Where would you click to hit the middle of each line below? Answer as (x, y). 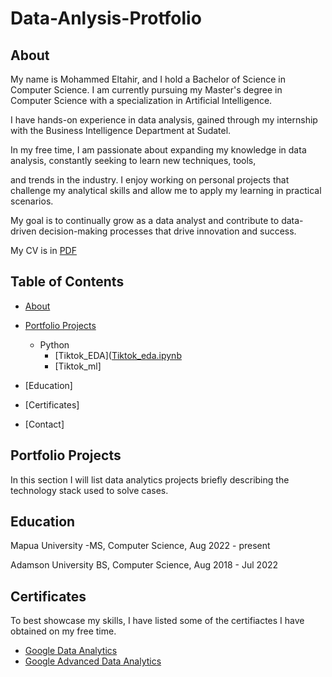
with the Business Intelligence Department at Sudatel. (121, 130)
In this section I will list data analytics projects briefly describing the (150, 479)
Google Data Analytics (71, 651)
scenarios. (32, 201)
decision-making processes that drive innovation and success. (167, 231)
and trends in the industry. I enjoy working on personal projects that (150, 180)
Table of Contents (67, 282)
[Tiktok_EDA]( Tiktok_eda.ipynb (118, 355)
